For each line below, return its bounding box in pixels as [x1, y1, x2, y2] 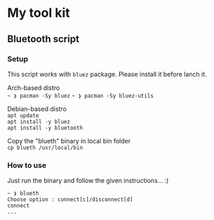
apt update [7, 112, 39, 119]
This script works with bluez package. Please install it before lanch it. [7, 70, 207, 78]
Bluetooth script [7, 33, 79, 45]
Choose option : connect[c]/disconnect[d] [7, 196, 133, 203]
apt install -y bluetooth [7, 124, 83, 131]
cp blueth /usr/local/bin [7, 144, 83, 151]
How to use [7, 160, 47, 170]
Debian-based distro [7, 104, 67, 113]
